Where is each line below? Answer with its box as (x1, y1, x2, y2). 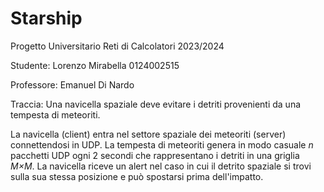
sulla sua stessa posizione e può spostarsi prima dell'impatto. (10, 170, 264, 182)
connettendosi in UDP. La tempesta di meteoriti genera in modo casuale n (10, 138, 314, 151)
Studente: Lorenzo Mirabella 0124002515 (10, 59, 180, 71)
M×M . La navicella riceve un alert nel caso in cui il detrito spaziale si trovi (10, 160, 312, 172)
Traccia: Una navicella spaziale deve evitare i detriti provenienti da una (10, 98, 302, 110)
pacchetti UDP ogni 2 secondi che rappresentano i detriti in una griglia (10, 149, 300, 161)
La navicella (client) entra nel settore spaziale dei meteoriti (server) (10, 128, 287, 140)
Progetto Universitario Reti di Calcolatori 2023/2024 (10, 40, 225, 52)
